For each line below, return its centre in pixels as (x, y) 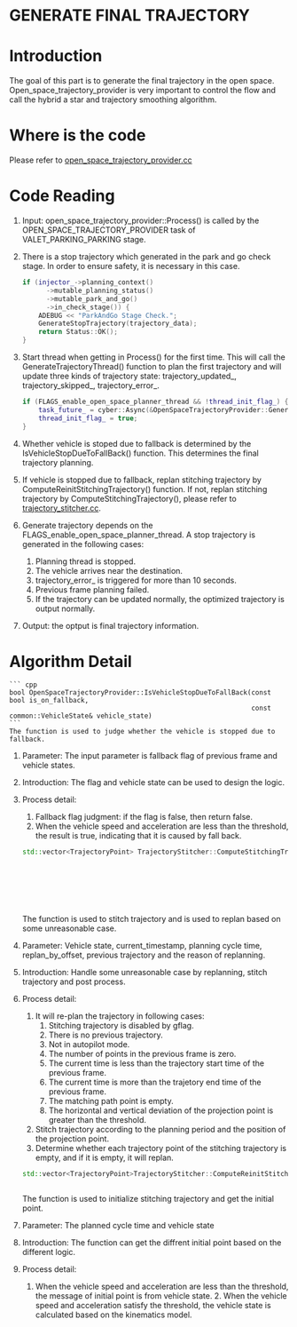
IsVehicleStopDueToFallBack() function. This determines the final (140, 453)
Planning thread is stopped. (85, 561)
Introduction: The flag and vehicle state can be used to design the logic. (153, 783)
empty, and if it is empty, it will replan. (105, 1157)
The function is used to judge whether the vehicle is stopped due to (142, 732)
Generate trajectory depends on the (87, 525)
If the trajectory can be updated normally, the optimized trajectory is (160, 599)
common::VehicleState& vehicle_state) (81, 716)
